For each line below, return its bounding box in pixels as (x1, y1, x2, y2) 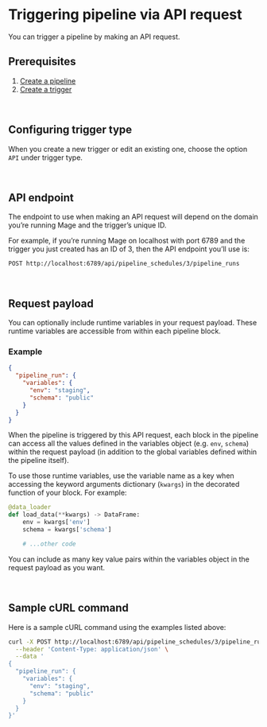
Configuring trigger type (8, 123, 133, 137)
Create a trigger (19, 84, 72, 94)
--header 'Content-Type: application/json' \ (15, 645, 169, 653)
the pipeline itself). (8, 456, 69, 465)
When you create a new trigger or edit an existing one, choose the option (8, 144, 248, 154)
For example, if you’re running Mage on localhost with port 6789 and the (8, 236, 246, 246)
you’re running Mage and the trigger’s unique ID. (8, 220, 167, 230)
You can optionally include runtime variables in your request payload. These (8, 318, 257, 328)
